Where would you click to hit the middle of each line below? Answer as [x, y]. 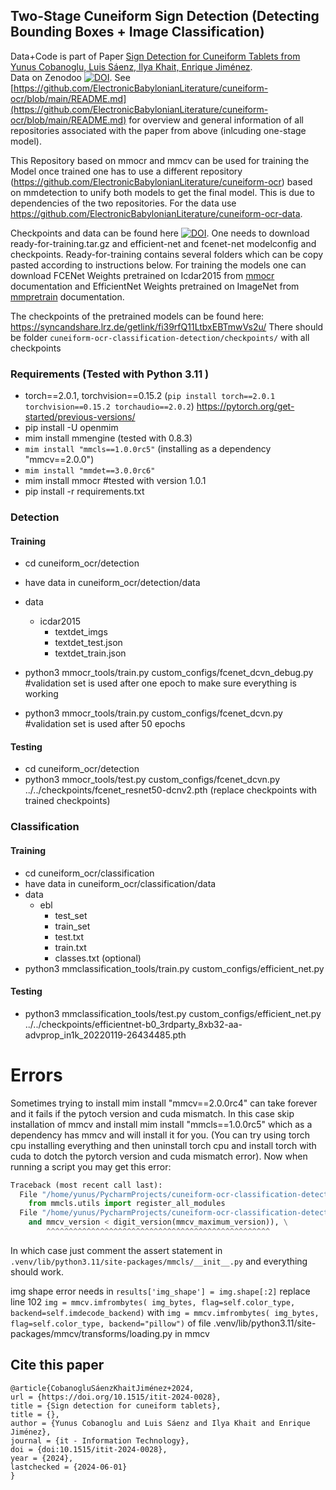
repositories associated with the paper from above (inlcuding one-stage [158, 130]
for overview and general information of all [216, 120]
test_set [71, 915]
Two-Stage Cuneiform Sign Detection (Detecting [165, 16]
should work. [37, 1271]
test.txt [69, 936]
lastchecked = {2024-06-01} [69, 1467]
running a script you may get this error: [91, 1166]
